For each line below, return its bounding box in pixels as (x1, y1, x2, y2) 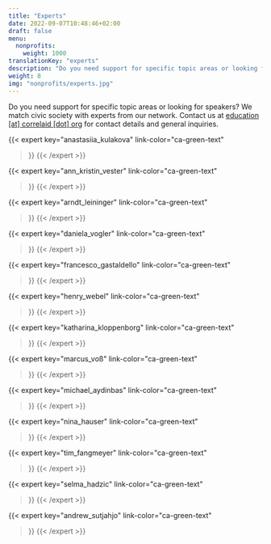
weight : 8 (8, 72, 42, 80)
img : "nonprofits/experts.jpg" (8, 79, 114, 87)
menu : (8, 34, 27, 43)
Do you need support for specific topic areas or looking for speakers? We (8, 102, 252, 112)
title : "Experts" (8, 11, 67, 20)
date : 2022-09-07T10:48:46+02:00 (8, 19, 121, 27)
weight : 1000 (23, 49, 67, 57)
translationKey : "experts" (8, 57, 99, 65)
